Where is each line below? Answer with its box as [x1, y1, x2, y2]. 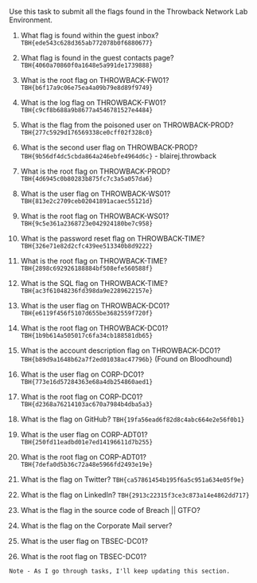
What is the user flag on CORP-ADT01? [20, 430, 148, 439]
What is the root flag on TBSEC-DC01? [20, 552, 147, 561]
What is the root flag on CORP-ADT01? [20, 452, 146, 461]
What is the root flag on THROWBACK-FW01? [20, 76, 169, 84]
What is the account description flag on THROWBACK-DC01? [20, 346, 221, 355]
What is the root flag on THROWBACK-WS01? [20, 211, 169, 221]
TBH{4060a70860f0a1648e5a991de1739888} [20, 61, 154, 69]
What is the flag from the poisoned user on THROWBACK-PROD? [20, 120, 234, 130]
